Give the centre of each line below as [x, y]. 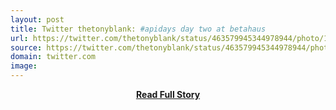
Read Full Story [168, 94]
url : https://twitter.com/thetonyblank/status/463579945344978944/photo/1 [169, 38]
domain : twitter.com [53, 57]
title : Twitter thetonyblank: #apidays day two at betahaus [138, 29]
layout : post [37, 19]
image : [24, 66]
